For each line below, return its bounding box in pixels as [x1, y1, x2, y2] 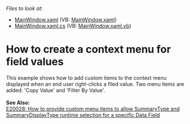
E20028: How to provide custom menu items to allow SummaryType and [6, 105, 180, 112]
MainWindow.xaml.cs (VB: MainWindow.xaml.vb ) [14, 23, 132, 29]
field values [6, 55, 64, 69]
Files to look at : [6, 5, 43, 12]
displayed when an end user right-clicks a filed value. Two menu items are [6, 80, 185, 87]
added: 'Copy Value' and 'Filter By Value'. [6, 87, 105, 94]
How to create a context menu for [6, 43, 171, 56]
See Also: [6, 99, 30, 106]
